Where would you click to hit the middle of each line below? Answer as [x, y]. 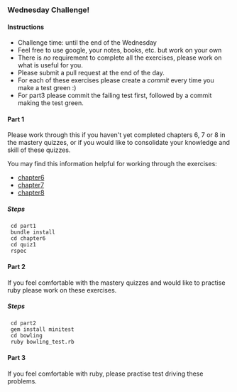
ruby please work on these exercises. [62, 290]
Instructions [26, 27]
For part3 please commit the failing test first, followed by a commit [115, 96]
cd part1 [23, 226]
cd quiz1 [23, 245]
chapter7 [31, 185]
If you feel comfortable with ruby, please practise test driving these [105, 374]
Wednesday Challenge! [49, 10]
